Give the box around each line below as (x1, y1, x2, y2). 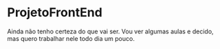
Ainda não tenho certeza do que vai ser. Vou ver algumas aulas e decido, (7, 27, 214, 35)
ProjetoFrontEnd (7, 5, 103, 20)
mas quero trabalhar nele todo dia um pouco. (7, 34, 135, 42)
